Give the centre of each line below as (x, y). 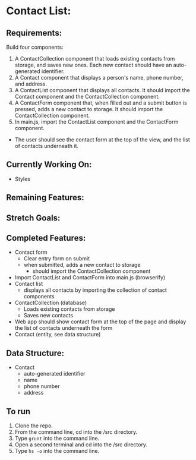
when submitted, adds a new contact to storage (82, 265)
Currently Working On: (49, 165)
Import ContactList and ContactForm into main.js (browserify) (90, 278)
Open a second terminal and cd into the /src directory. (81, 445)
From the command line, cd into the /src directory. (76, 432)
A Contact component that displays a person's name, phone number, (99, 78)
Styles (23, 179)
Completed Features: (46, 238)
